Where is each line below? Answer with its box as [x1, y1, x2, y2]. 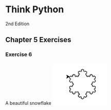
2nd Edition [5, 21, 30, 27]
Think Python [5, 4, 64, 15]
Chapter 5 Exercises [5, 35, 71, 44]
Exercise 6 [5, 51, 32, 58]
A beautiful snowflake [5, 100, 51, 106]
